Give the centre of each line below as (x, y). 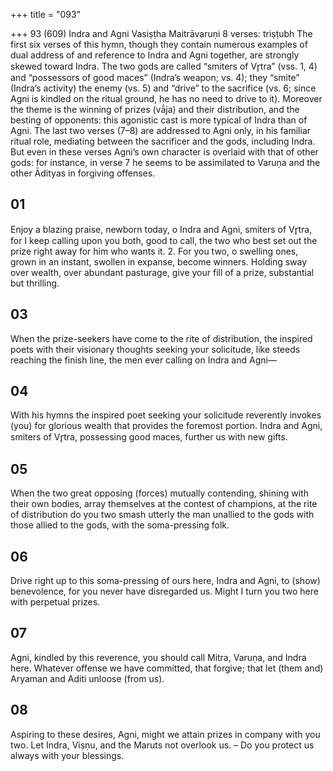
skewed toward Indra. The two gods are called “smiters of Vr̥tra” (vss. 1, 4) (164, 66)
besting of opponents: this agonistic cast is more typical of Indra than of (159, 120)
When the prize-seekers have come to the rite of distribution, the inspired (161, 338)
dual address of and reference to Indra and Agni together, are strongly (155, 55)
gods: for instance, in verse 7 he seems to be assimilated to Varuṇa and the (165, 162)
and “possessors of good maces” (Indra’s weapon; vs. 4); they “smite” (155, 77)
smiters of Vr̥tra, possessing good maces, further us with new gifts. (149, 437)
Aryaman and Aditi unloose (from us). (87, 678)
